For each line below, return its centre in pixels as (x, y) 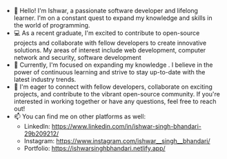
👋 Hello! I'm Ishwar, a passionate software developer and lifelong (106, 11)
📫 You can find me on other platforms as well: (80, 116)
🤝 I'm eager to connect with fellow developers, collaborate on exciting (113, 87)
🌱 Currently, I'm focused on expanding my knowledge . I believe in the (113, 65)
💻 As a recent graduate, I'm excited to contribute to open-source (107, 33)
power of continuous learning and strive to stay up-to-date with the (109, 72)
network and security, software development (77, 57)
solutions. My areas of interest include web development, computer (110, 50)
